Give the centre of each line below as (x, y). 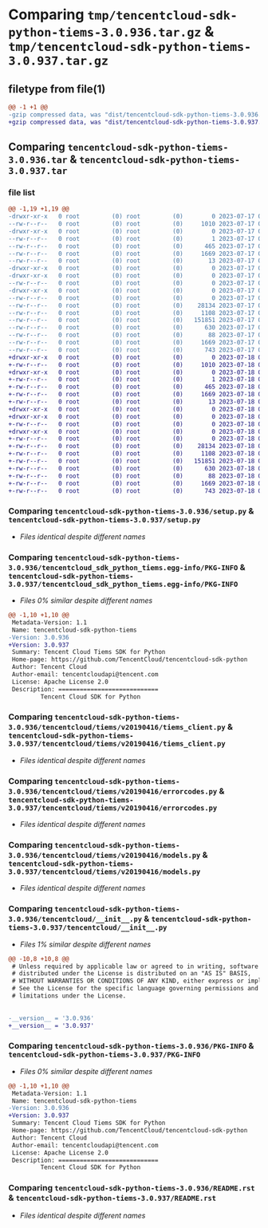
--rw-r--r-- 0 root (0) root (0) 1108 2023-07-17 (132, 313)
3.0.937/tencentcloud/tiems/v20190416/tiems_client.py (117, 744)
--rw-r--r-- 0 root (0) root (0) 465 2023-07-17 (132, 246)
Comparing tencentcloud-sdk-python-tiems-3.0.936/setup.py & (131, 511)
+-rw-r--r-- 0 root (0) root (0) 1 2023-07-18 (132, 380)
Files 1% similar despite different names (85, 944)
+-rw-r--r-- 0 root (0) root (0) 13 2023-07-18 (132, 402)
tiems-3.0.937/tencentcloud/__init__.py (88, 928)
